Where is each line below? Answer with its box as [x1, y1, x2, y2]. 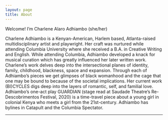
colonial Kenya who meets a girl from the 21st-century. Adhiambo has [5, 99, 148, 105]
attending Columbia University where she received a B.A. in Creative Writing [5, 46, 162, 52]
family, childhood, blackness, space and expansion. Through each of [5, 67, 147, 73]
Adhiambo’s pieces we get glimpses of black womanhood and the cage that [5, 72, 161, 78]
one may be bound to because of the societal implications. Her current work [5, 78, 162, 84]
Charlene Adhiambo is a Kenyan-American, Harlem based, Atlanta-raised [5, 35, 156, 41]
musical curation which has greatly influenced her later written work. [5, 56, 146, 62]
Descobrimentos [5, 93, 39, 100]
